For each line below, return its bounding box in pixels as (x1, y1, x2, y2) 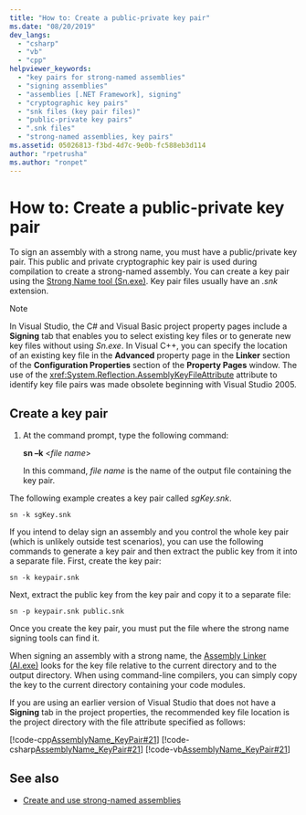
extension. (9, 285, 49, 297)
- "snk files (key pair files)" (17, 107, 142, 116)
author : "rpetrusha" (9, 149, 89, 158)
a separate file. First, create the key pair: (9, 556, 162, 566)
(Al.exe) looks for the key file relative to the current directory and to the (9, 660, 277, 672)
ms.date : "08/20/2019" (9, 22, 96, 31)
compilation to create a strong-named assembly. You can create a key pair (9, 266, 290, 277)
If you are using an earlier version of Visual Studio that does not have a (9, 697, 277, 708)
